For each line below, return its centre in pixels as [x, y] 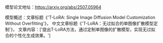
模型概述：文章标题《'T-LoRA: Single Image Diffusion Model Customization [80, 17]
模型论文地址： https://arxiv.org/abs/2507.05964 [53, 7]
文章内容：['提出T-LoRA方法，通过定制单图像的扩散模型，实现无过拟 [87, 29]
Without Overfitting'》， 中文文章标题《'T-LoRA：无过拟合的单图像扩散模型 [79, 23]
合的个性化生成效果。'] [28, 36]
